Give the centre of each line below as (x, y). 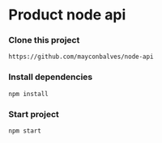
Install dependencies (51, 77)
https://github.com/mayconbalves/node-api (81, 57)
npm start (25, 131)
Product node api (67, 15)
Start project (34, 114)
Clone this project (44, 40)
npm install (28, 94)
